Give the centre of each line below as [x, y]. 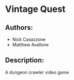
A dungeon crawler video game [37, 72]
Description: [25, 60]
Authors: [19, 28]
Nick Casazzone [29, 39]
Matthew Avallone [31, 45]
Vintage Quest [35, 9]
